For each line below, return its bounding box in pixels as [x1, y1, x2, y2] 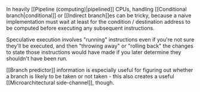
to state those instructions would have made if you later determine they [6, 49, 181, 56]
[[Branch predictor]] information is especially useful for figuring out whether [6, 66, 193, 74]
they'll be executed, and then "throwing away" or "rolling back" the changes [6, 42, 194, 49]
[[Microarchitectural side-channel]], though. [6, 79, 115, 86]
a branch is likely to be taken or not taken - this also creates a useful [6, 73, 174, 80]
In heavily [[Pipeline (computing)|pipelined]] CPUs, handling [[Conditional [6, 6, 187, 12]
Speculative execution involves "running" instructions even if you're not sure [6, 36, 195, 43]
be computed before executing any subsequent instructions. [6, 24, 155, 31]
